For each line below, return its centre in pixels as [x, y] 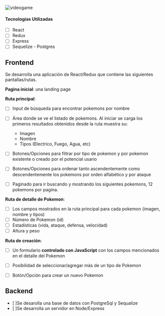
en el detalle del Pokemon [39, 256]
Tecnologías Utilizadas [29, 19]
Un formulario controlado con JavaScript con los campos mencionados [86, 250]
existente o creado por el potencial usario [55, 159]
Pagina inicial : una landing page [38, 90]
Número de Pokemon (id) [38, 220]
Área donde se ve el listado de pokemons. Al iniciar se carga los [77, 118]
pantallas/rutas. [21, 80]
